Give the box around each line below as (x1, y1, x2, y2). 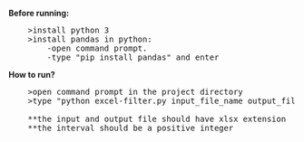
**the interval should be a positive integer (27, 123, 234, 133)
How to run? (8, 70, 55, 80)
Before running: (8, 8, 70, 18)
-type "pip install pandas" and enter (46, 52, 220, 62)
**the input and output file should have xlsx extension (27, 114, 287, 124)
